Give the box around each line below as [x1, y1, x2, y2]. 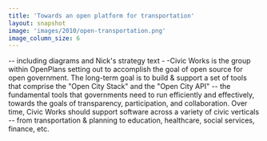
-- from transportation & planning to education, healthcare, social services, [8, 115, 255, 125]
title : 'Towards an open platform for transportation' [8, 11, 195, 20]
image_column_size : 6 [8, 34, 81, 42]
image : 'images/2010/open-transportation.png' [8, 26, 166, 34]
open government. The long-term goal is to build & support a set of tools [8, 73, 248, 83]
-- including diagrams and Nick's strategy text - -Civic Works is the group [8, 56, 251, 66]
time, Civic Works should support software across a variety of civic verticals [8, 107, 260, 117]
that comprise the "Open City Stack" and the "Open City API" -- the [8, 82, 231, 91]
